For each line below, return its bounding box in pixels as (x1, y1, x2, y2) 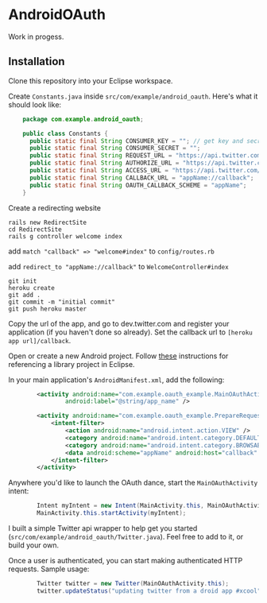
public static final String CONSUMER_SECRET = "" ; (29, 145, 201, 153)
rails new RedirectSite (8, 218, 87, 226)
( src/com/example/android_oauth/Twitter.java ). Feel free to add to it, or (8, 532, 244, 541)
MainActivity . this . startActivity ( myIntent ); (37, 509, 187, 517)
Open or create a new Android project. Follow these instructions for (8, 351, 229, 361)
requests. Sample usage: (8, 564, 90, 574)
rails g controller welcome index (8, 232, 123, 240)
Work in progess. (8, 32, 64, 41)
